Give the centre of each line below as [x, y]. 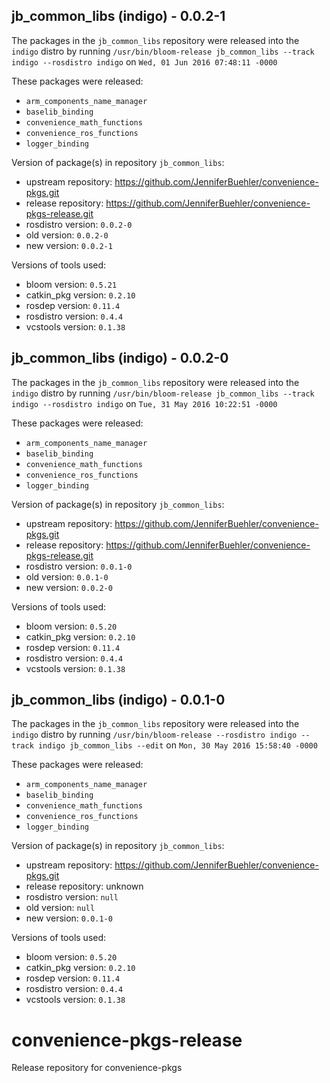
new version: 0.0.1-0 [69, 918]
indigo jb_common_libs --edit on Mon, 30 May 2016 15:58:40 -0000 [177, 745]
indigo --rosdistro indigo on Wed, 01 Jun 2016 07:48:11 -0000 [144, 61]
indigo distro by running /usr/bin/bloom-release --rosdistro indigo [154, 735]
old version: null [60, 908]
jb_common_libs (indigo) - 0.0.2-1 [118, 16]
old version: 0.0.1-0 [67, 576]
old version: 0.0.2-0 [67, 235]
